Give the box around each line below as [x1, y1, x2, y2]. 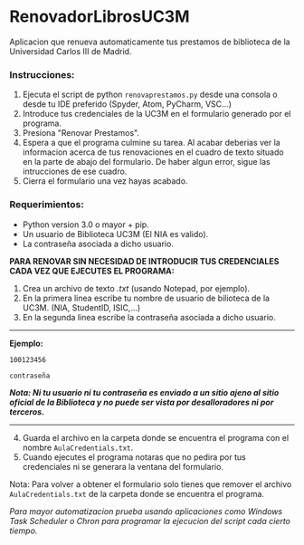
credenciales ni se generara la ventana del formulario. [22, 461, 224, 472]
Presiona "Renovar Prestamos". [22, 128, 140, 139]
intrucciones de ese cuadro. [22, 166, 128, 177]
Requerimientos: [9, 198, 84, 211]
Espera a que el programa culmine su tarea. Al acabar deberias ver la [22, 138, 280, 148]
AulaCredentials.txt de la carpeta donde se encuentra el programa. [9, 488, 265, 499]
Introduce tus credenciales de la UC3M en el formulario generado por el [22, 109, 291, 120]
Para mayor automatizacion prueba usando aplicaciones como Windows [9, 505, 283, 517]
